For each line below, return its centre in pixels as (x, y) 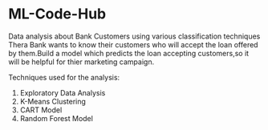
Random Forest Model (57, 118)
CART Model (41, 110)
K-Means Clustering (53, 101)
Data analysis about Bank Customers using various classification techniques (134, 36)
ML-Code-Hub (57, 14)
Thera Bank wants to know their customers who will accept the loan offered (133, 44)
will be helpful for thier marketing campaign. (81, 62)
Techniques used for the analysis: (64, 77)
